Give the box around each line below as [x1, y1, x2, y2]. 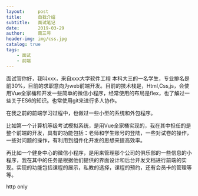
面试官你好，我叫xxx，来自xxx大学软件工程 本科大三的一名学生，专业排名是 [6, 75, 190, 82]
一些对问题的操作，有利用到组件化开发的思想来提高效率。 [6, 137, 146, 144]
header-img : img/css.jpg [6, 36, 67, 42]
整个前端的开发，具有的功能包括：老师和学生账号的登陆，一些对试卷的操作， [6, 129, 192, 136]
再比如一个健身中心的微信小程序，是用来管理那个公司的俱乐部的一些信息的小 [6, 149, 192, 156]
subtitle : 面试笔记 [6, 19, 56, 25]
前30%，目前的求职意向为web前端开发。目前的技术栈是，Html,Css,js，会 [6, 82, 184, 89]
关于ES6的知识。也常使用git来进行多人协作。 [11, 97, 120, 104]
